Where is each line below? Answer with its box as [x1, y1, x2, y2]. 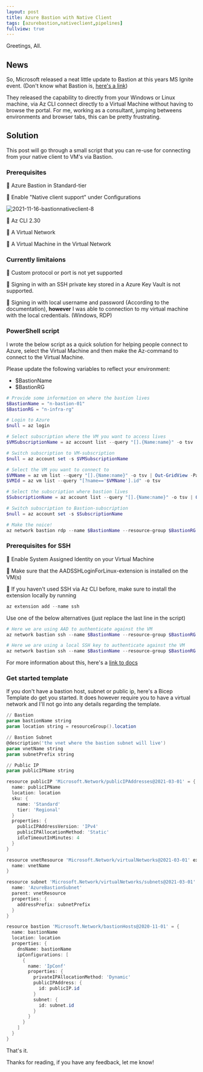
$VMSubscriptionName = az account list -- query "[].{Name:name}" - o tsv [6, 439, 193, 446]
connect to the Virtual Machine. [6, 353, 85, 361]
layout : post [6, 8, 39, 15]
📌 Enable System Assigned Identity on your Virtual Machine [6, 555, 154, 562]
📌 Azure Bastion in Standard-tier [6, 182, 87, 189]
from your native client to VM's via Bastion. [6, 153, 114, 160]
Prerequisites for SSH [6, 542, 71, 550]
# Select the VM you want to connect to [6, 466, 110, 473]
